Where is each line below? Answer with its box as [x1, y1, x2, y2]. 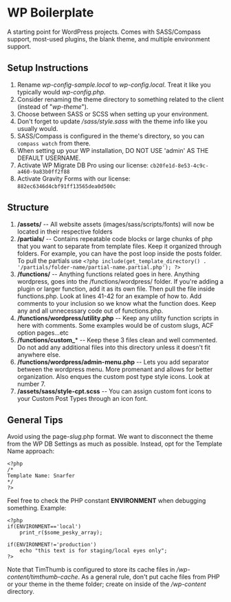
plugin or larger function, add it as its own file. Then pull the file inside [16, 284, 215, 293]
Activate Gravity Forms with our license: [16, 174, 131, 183]
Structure [7, 202, 49, 214]
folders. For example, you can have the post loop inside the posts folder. [16, 249, 222, 258]
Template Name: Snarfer [7, 473, 76, 479]
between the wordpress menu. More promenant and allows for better [16, 365, 213, 373]
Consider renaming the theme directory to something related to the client [16, 95, 224, 103]
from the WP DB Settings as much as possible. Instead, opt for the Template [7, 439, 223, 448]
